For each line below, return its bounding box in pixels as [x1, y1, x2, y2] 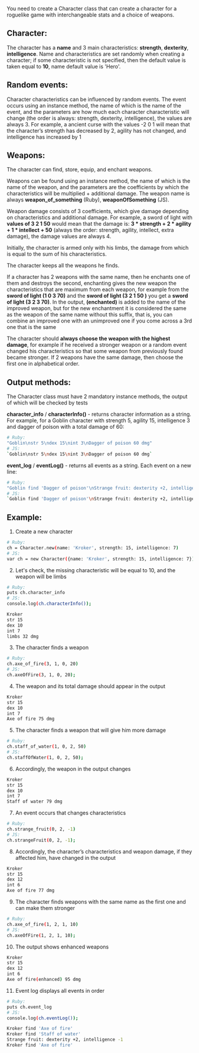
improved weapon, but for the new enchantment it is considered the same [6, 305, 187, 312]
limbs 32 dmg [6, 633, 39, 640]
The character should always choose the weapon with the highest [6, 335, 171, 342]
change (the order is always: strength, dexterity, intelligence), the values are [6, 115, 192, 122]
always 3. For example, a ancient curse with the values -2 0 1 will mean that [6, 120, 190, 128]
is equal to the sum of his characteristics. [6, 250, 107, 257]
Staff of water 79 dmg [6, 798, 63, 805]
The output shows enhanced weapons [15, 943, 109, 950]
